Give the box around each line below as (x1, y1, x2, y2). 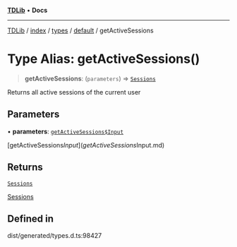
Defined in (7, 212, 54, 224)
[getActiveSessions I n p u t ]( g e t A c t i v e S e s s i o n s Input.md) (7, 140, 165, 149)
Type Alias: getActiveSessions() (7, 51, 200, 67)
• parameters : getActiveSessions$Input (7, 127, 124, 135)
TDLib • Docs (7, 6, 48, 14)
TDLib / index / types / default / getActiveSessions (7, 26, 154, 35)
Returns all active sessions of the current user (7, 88, 141, 96)
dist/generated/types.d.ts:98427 (7, 231, 102, 240)
